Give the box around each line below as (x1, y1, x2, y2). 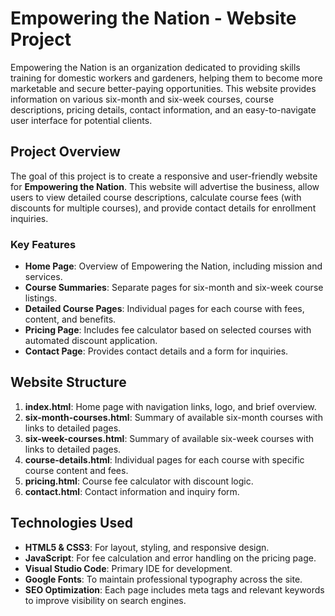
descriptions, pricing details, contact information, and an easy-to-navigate (10, 103, 317, 116)
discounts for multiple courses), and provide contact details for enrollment (10, 202, 317, 214)
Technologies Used (10, 515, 133, 532)
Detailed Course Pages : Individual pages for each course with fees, (24, 303, 305, 315)
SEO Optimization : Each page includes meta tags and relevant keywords (24, 583, 325, 596)
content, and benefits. (24, 313, 117, 326)
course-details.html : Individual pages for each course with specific (24, 453, 305, 466)
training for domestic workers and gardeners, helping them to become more (10, 72, 323, 84)
